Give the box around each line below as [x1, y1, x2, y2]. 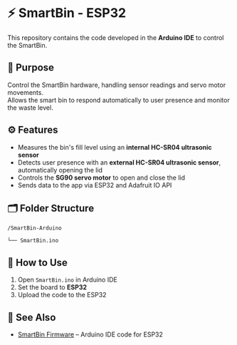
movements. [7, 88, 44, 96]
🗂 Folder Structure [7, 202, 95, 214]
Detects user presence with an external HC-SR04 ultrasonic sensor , [17, 158, 221, 167]
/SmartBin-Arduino [7, 225, 62, 232]
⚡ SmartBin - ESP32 [7, 5, 127, 21]
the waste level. [7, 103, 53, 112]
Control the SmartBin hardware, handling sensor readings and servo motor [7, 81, 226, 89]
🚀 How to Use [7, 257, 68, 269]
